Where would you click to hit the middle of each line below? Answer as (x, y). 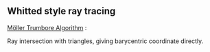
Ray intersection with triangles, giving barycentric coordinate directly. (105, 41)
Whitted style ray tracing (61, 11)
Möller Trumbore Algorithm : (47, 27)
